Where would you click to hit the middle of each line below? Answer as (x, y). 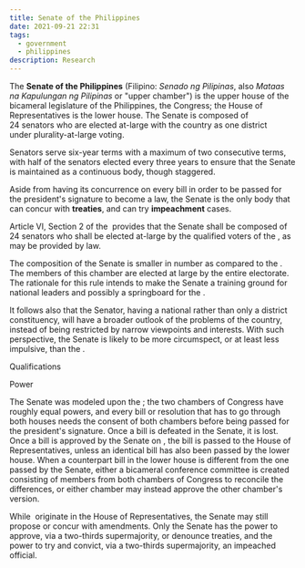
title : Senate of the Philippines (75, 18)
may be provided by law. (56, 246)
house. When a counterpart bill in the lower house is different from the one (149, 460)
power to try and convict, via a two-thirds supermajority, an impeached (142, 545)
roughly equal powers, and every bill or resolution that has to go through (145, 412)
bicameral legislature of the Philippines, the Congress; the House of (136, 105)
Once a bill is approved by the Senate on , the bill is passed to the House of (150, 440)
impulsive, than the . (47, 349)
